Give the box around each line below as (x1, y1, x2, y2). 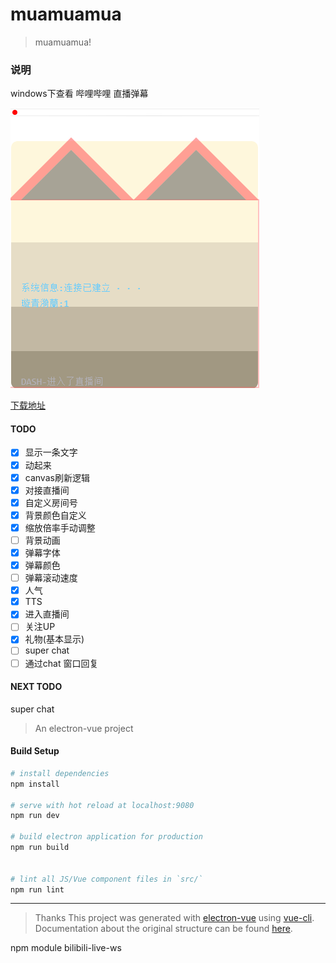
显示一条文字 (24, 446, 78, 458)
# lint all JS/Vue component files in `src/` (10, 874, 203, 884)
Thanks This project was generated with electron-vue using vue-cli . (34, 912, 315, 924)
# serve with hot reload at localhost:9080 (10, 800, 195, 810)
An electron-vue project (34, 722, 134, 734)
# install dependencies (10, 768, 110, 778)
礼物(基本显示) (24, 633, 85, 645)
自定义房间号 (24, 496, 78, 508)
